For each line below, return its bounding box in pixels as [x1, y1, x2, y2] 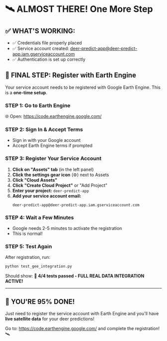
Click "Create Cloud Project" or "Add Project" [12, 182, 108, 188]
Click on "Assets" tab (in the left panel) [12, 166, 94, 172]
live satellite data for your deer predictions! [5, 316, 94, 322]
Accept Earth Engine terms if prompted [12, 142, 93, 149]
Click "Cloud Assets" [12, 177, 58, 183]
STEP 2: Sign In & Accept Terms [5, 126, 83, 133]
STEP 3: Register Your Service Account [5, 155, 102, 162]
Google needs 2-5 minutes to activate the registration [12, 226, 122, 231]
